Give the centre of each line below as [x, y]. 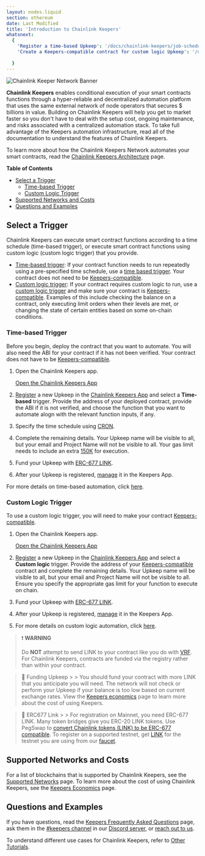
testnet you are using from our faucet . [69, 740]
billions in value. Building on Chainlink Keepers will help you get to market [99, 112]
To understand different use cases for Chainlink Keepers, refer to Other [96, 840]
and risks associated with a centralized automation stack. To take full [93, 125]
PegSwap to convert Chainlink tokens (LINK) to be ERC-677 [96, 728]
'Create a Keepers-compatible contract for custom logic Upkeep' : [103, 52]
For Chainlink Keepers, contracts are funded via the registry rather [105, 658]
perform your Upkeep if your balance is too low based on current [103, 690]
